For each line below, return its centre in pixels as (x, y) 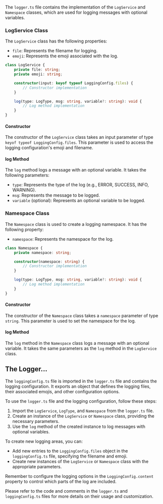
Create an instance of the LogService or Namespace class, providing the (83, 416)
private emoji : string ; (38, 74)
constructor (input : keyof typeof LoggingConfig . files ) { (74, 83)
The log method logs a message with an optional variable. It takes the (76, 170)
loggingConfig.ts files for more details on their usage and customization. (79, 496)
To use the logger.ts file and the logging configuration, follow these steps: (81, 401)
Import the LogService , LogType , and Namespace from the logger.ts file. (83, 411)
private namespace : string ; (43, 252)
